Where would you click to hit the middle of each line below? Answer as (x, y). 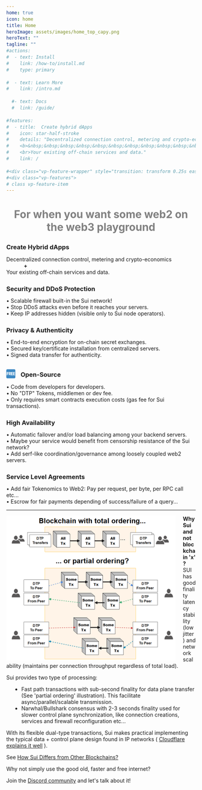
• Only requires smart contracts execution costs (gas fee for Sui (85, 400)
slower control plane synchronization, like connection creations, (100, 715)
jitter (188, 634)
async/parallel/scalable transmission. (67, 702)
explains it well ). (27, 745)
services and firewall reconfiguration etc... (74, 721)
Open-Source (41, 375)
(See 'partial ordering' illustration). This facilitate (81, 696)
